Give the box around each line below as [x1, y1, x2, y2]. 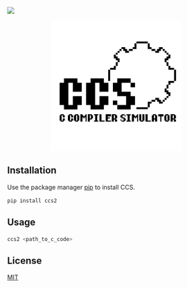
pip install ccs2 [7, 197, 57, 204]
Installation [7, 165, 57, 177]
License [7, 255, 42, 267]
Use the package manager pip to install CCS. [7, 183, 135, 191]
